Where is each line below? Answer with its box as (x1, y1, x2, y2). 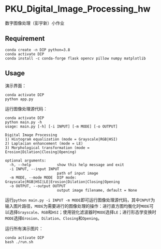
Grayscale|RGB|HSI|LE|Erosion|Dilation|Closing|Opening (5, 179, 120, 184)
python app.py (5, 96, 34, 102)
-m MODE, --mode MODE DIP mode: (9, 175, 77, 180)
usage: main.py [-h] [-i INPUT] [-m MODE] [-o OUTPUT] (5, 124, 118, 129)
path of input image (57, 171, 98, 176)
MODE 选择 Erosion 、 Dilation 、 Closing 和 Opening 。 (5, 215, 102, 221)
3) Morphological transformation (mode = (5, 145, 90, 150)
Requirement (5, 35, 45, 43)
